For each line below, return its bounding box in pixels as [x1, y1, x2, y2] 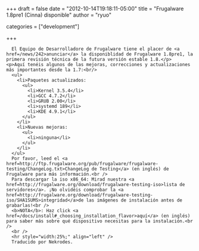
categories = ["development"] [6, 23, 79, 30]
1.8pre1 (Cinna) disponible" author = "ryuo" [6, 11, 112, 18]
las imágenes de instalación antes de [86, 197, 183, 203]
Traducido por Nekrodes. [11, 239, 73, 245]
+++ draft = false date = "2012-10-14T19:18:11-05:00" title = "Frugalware [6, 5, 184, 12]
